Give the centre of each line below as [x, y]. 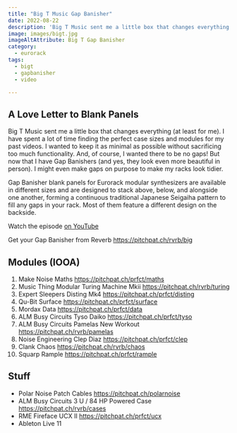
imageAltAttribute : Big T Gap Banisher [67, 40]
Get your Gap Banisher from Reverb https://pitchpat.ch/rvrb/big [101, 240]
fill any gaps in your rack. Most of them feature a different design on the [113, 205]
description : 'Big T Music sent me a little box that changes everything [119, 27]
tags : [16, 60]
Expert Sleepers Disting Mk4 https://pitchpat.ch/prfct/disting [106, 294]
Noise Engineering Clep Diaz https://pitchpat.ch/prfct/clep [103, 339]
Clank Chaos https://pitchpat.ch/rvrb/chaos [81, 346]
